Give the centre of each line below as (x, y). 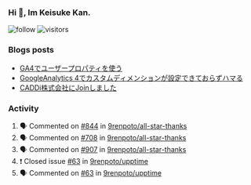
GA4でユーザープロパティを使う (71, 68)
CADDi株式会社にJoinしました (68, 87)
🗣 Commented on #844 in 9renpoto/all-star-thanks (103, 125)
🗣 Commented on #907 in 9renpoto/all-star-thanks (103, 149)
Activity (24, 108)
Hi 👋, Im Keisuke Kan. (49, 13)
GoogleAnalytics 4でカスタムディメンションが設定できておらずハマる (131, 78)
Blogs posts (31, 50)
